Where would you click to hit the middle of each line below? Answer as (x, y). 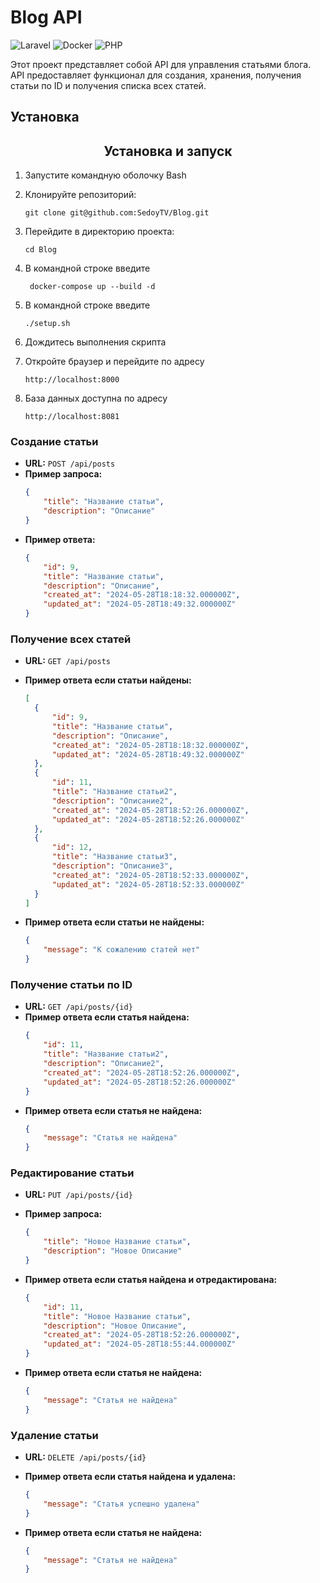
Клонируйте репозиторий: (80, 195)
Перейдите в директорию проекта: (99, 232)
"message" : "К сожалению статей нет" (122, 950)
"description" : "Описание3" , (112, 866)
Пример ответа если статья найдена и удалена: (130, 1476)
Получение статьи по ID (71, 985)
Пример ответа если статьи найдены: (108, 680)
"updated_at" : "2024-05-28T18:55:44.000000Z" (140, 1344)
